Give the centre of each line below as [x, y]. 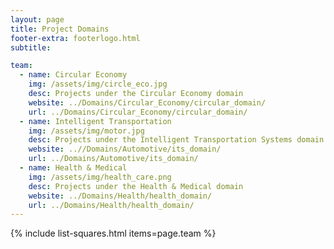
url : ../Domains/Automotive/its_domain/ [113, 159]
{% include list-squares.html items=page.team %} [113, 233]
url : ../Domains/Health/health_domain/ [111, 205]
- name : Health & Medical [73, 168]
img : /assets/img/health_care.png [100, 177]
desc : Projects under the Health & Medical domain [136, 186]
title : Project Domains [60, 29]
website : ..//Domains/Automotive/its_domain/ [125, 149]
